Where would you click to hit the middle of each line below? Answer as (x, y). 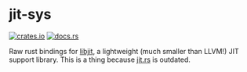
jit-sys (30, 14)
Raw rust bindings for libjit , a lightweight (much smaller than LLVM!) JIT (124, 51)
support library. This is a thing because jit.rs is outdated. (100, 59)
